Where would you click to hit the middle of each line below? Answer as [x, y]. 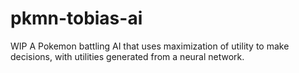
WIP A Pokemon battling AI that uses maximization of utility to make [150, 46]
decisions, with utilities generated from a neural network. [127, 56]
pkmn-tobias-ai [76, 18]
